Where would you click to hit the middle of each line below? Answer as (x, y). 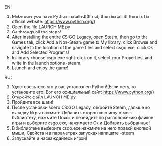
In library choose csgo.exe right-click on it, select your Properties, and (82, 57)
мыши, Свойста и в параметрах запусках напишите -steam (73, 133)
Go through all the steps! (36, 32)
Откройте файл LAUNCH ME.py (44, 97)
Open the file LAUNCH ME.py (41, 27)
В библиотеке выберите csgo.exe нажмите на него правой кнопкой (81, 128)
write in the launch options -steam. (46, 63)
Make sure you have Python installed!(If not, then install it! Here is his (81, 16)
